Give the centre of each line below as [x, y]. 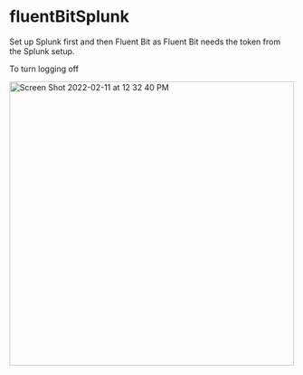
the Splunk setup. [42, 51]
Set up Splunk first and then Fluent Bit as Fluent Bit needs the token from [145, 42]
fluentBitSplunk [69, 17]
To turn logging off [44, 69]
